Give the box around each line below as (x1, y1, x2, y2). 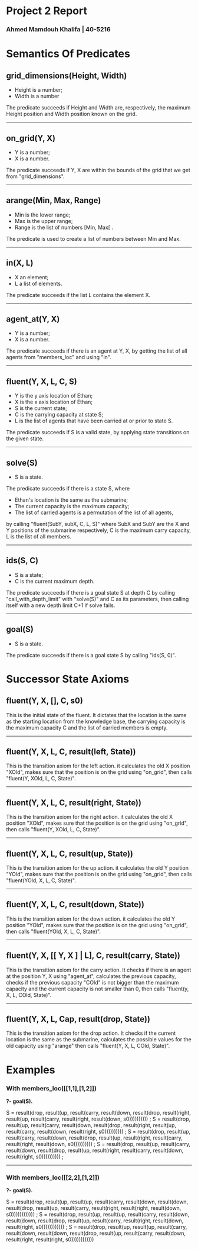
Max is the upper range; (14, 217, 73, 224)
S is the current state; (14, 405, 67, 412)
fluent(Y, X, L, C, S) (6, 376, 78, 386)
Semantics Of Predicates (6, 47, 131, 60)
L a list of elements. (14, 280, 62, 287)
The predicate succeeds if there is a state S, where (6, 485, 130, 492)
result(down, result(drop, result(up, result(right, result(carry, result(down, (6, 1147, 184, 1154)
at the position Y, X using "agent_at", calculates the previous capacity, (6, 972, 176, 980)
